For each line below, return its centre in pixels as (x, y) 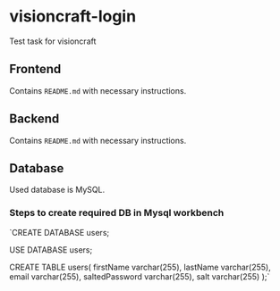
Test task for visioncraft (53, 41)
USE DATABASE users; (51, 249)
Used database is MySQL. (57, 190)
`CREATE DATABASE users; (59, 232)
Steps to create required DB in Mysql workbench (117, 213)
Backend (34, 119)
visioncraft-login (73, 17)
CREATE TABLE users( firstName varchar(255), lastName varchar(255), (140, 267)
